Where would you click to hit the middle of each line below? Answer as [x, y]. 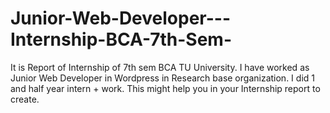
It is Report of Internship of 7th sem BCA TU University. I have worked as [160, 67]
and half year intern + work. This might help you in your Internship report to [165, 88]
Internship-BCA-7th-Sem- [121, 39]
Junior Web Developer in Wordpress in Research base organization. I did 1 [162, 78]
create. [25, 99]
